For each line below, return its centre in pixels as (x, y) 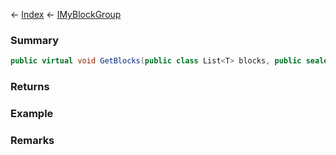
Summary (35, 40)
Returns (30, 87)
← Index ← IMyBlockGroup (66, 14)
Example (32, 114)
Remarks (32, 140)
